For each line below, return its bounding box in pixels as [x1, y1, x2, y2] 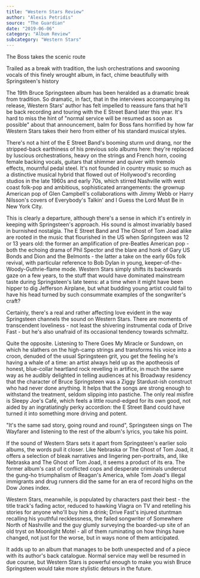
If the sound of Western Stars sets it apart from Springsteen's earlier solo [6, 439, 187, 447]
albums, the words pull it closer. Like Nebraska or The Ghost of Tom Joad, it [6, 446, 193, 453]
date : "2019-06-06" [6, 25, 55, 32]
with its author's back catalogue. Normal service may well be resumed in [6, 552, 186, 559]
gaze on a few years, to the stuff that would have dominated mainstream [6, 272, 185, 279]
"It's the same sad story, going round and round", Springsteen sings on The [6, 421, 193, 429]
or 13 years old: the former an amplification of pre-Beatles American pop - [6, 240, 190, 247]
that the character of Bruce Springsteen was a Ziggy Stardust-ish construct [6, 378, 193, 385]
